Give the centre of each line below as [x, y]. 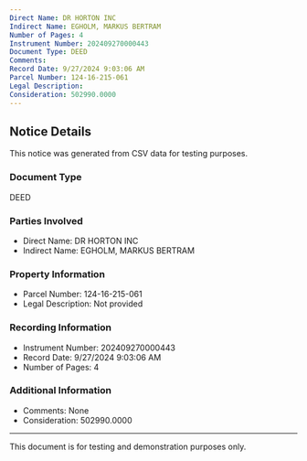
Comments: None [56, 410]
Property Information [57, 273]
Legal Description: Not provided [83, 304]
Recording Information [61, 327]
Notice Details [50, 131]
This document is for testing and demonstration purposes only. [128, 446]
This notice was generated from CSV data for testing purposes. [129, 154]
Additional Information [61, 391]
